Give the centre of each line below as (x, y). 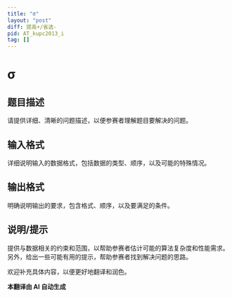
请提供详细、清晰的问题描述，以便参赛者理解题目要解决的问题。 (99, 121)
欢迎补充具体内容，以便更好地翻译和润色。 (69, 272)
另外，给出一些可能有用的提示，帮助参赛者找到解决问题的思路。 (99, 256)
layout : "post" (30, 20)
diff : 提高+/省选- (32, 27)
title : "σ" (23, 14)
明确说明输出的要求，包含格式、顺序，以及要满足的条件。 (90, 205)
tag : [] (19, 40)
